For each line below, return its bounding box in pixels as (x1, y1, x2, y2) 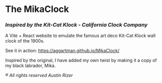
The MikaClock (5, 3, 69, 15)
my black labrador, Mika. (5, 62, 56, 68)
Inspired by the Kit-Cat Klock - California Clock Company (5, 21, 148, 28)
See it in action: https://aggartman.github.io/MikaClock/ (5, 47, 120, 53)
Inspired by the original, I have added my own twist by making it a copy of (5, 57, 157, 63)
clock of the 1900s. (5, 38, 45, 44)
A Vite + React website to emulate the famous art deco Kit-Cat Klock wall (5, 32, 156, 38)
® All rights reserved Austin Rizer (5, 72, 73, 78)
